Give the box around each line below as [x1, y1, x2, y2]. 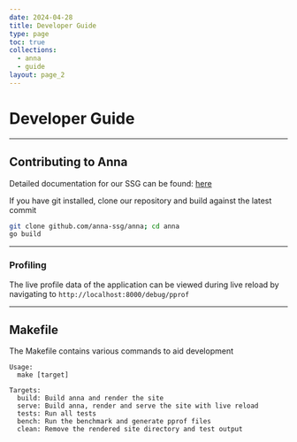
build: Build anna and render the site [17, 394, 164, 403]
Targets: [9, 386, 42, 395]
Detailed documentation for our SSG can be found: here [9, 178, 212, 188]
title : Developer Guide [9, 21, 97, 30]
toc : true [9, 37, 46, 47]
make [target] [17, 370, 69, 380]
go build [9, 230, 42, 239]
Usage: [9, 363, 34, 372]
